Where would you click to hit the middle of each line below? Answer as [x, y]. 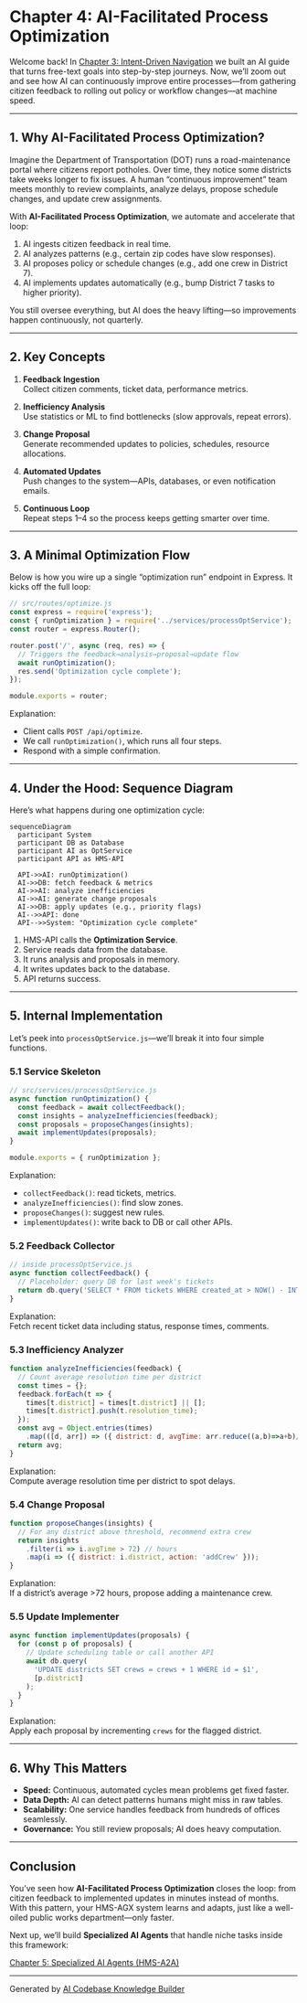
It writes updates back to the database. [96, 969]
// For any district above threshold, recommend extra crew [134, 1532]
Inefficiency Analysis [64, 406]
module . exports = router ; [58, 697]
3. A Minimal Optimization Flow [100, 555]
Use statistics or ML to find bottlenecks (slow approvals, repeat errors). [157, 416]
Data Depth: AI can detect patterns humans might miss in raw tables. [153, 1800]
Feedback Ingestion [61, 379]
